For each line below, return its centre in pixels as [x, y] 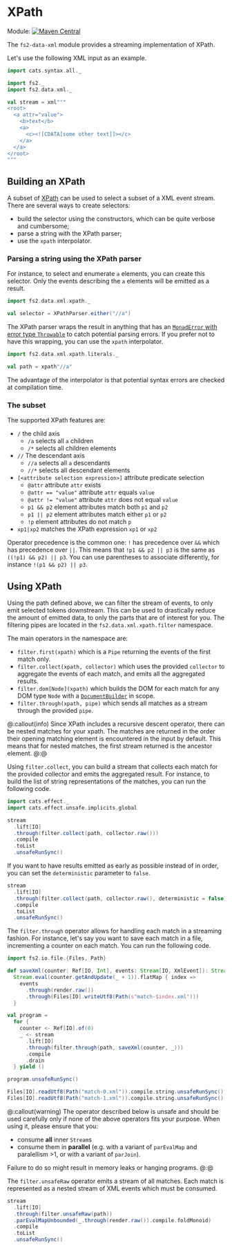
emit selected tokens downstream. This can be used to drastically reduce [112, 610]
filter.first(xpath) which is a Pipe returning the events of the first [114, 652]
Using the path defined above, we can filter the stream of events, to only [110, 603]
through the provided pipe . [55, 711]
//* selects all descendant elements [79, 470]
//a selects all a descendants [69, 463]
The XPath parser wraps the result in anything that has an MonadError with [112, 327]
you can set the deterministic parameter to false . [79, 873]
